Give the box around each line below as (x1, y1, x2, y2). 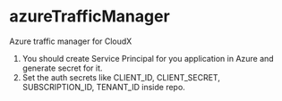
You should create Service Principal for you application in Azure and (21, 53, 275, 63)
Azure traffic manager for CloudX (9, 36, 132, 46)
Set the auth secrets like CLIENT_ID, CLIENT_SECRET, (21, 72, 221, 82)
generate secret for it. (21, 63, 103, 73)
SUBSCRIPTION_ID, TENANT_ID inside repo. (21, 81, 185, 92)
